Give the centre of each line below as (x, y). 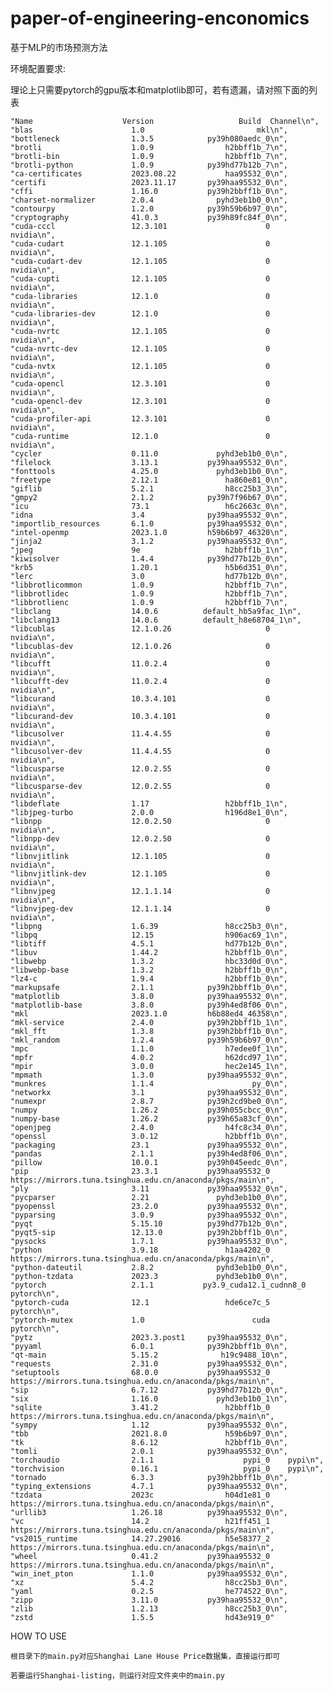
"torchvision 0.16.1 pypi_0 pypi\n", (167, 1468)
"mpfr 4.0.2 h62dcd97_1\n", (149, 1057)
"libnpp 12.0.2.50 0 (140, 821)
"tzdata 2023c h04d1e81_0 (140, 1495)
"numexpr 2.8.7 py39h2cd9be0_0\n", (149, 1101)
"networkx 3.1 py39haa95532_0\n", (149, 1092)
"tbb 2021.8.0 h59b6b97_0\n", (149, 1433)
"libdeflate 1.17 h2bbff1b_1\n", (149, 803)
